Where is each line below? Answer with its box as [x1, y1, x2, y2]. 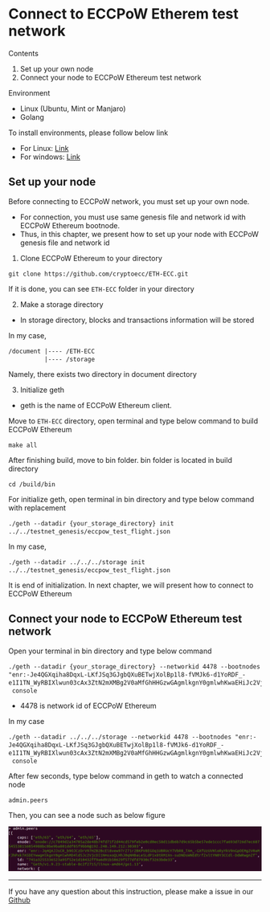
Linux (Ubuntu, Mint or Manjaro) [19, 104, 126, 113]
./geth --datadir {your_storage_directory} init [8, 519, 174, 527]
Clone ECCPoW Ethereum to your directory [19, 253, 163, 263]
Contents [8, 48, 39, 58]
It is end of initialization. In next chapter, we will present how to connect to [8, 580, 254, 590]
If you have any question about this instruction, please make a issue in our [8, 886, 254, 896]
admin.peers [8, 796, 48, 804]
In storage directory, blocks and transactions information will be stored [19, 315, 255, 325]
